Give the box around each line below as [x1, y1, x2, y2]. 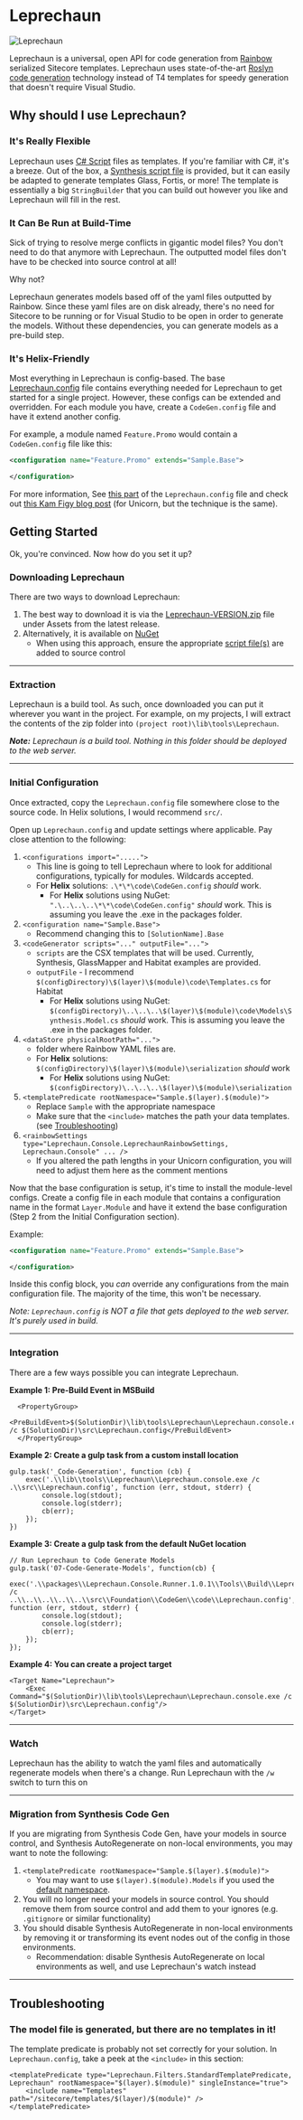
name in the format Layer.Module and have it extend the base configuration [9, 1201, 288, 1212]
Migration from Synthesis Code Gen [9, 1807, 170, 1820]
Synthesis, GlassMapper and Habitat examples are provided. [35, 956, 262, 967]
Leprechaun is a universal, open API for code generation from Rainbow [9, 52, 272, 63]
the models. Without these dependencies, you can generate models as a [9, 320, 279, 331]
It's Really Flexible [9, 135, 91, 147]
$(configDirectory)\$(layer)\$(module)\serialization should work [35, 1062, 290, 1073]
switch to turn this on [9, 1777, 88, 1788]
